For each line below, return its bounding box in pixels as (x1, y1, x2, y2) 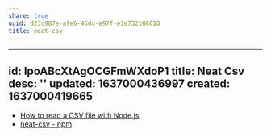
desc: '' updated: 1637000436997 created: (8, 77, 231, 90)
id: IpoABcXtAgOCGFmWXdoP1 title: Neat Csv (8, 64, 244, 77)
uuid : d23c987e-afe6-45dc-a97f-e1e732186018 (8, 19, 161, 27)
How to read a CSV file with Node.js (19, 110, 140, 121)
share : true (8, 11, 48, 20)
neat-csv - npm (19, 119, 73, 129)
